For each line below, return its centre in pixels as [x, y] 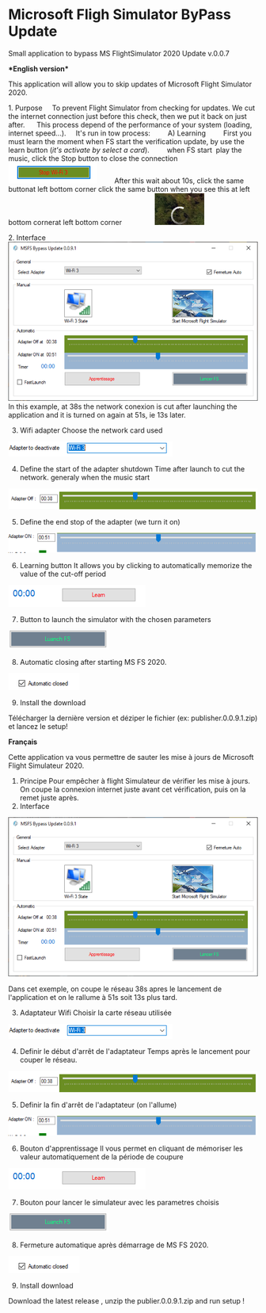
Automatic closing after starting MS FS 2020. [93, 662]
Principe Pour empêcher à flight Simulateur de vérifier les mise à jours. [135, 781]
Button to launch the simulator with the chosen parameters [115, 620]
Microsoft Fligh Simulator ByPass [120, 15]
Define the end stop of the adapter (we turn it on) [100, 522]
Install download [46, 1285]
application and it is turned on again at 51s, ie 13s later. [97, 414]
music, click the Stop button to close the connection [93, 158]
